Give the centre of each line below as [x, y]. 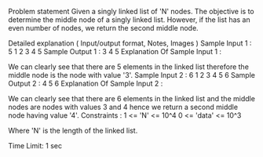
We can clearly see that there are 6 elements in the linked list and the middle [131, 99]
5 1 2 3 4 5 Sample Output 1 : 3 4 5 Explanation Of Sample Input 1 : [115, 51]
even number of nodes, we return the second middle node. [103, 28]
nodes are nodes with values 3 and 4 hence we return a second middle [123, 107]
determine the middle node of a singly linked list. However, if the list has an [129, 20]
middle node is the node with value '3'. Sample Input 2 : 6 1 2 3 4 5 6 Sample [131, 75]
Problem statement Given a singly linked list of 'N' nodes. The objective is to [131, 11]
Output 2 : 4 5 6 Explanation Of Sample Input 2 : [86, 83]
